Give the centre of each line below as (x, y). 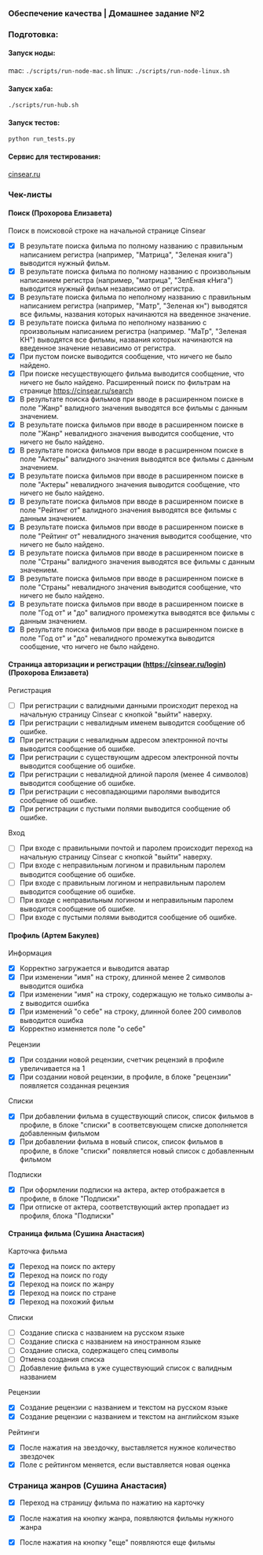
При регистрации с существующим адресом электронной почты (129, 757)
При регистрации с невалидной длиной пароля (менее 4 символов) (134, 775)
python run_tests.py (42, 139)
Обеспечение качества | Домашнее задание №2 (106, 13)
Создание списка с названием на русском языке (102, 1333)
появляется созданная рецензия (74, 1086)
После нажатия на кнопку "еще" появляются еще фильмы (117, 1542)
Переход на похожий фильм (67, 1302)
